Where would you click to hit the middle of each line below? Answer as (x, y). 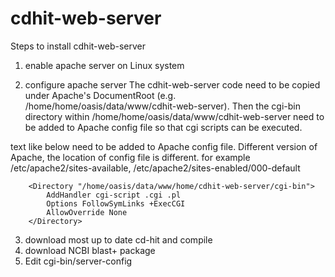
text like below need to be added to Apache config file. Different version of (164, 146)
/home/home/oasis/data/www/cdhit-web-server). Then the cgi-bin (162, 106)
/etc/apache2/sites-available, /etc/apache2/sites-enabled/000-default (155, 168)
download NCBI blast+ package (90, 250)
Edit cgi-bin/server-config (78, 261)
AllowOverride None (87, 212)
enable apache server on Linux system (104, 65)
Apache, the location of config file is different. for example (130, 157)
